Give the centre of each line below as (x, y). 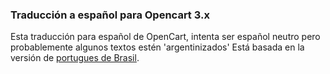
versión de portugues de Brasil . (75, 58)
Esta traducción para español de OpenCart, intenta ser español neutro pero (165, 37)
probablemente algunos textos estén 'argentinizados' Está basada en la (157, 47)
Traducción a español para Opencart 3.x (110, 15)
